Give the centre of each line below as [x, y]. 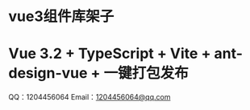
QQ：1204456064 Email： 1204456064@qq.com [90, 97]
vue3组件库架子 [61, 16]
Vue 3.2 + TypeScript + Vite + [110, 54]
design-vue [48, 73]
